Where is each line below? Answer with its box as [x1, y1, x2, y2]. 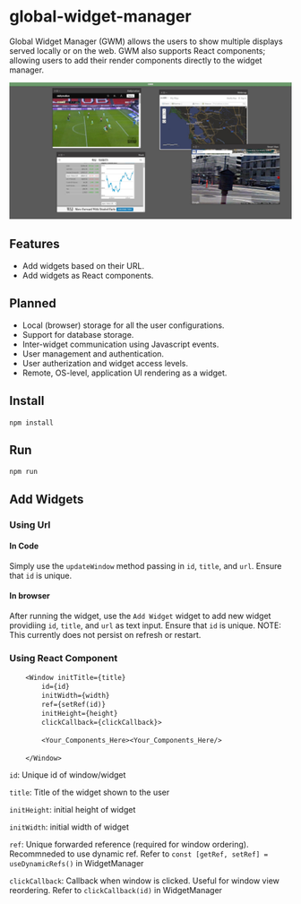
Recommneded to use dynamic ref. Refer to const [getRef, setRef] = [9, 848, 269, 859]
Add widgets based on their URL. [21, 260, 145, 271]
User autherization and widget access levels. [21, 357, 189, 368]
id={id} [41, 683, 70, 692]
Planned [9, 296, 56, 311]
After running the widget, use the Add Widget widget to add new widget [9, 611, 271, 622]
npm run [9, 468, 39, 477]
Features [9, 237, 60, 252]
